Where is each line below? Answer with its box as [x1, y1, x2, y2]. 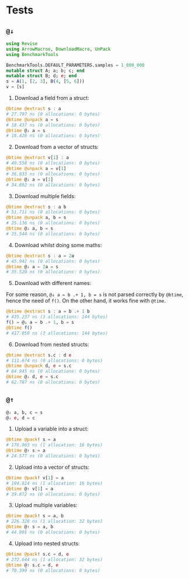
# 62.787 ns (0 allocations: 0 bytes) [6, 379, 100, 385]
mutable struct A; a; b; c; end [6, 68, 85, 74]
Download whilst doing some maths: [14, 241, 102, 248]
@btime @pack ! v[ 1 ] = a [6, 474, 64, 481]
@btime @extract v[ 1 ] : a [6, 155, 69, 161]
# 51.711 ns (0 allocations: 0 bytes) [6, 209, 100, 215]
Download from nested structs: [14, 341, 89, 348]
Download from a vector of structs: [14, 144, 99, 151]
